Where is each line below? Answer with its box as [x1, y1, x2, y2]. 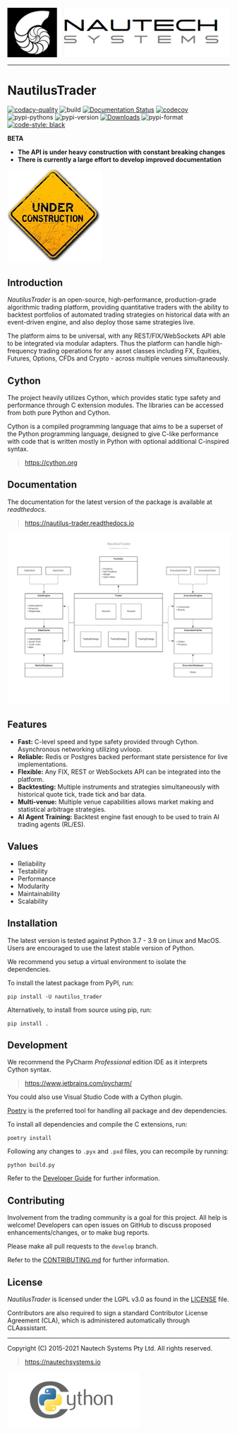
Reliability [17, 859, 46, 868]
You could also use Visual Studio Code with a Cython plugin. [7, 1093, 183, 1101]
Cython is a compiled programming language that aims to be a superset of [7, 422, 224, 430]
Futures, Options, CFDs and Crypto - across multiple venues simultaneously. [7, 354, 230, 363]
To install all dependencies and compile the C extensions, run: [7, 1120, 188, 1129]
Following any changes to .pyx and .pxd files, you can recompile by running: [7, 1147, 229, 1156]
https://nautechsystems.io [24, 1358, 101, 1366]
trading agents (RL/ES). [17, 820, 86, 828]
